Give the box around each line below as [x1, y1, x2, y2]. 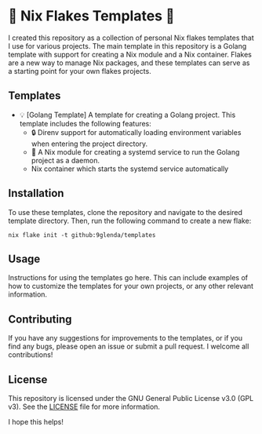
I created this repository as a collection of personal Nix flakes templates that [8, 33, 255, 42]
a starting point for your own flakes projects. [8, 66, 151, 75]
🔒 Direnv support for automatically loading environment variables [31, 127, 242, 137]
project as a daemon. [31, 155, 100, 165]
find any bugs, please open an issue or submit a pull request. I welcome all [8, 341, 249, 352]
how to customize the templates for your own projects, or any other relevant [8, 282, 253, 291]
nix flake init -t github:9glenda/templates [8, 231, 156, 239]
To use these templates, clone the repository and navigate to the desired [8, 207, 243, 217]
